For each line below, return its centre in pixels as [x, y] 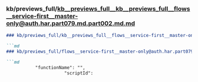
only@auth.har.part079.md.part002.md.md [71, 23]
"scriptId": [79, 73]
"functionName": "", [60, 67]
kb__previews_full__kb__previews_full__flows [123, 9]
